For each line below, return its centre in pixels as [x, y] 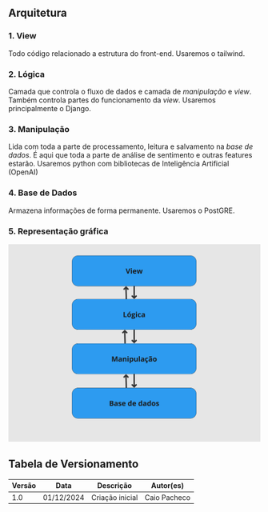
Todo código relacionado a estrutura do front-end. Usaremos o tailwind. [127, 53]
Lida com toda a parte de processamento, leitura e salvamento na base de [131, 146]
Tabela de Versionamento [74, 464]
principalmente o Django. [50, 108]
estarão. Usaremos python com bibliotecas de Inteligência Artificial [119, 164]
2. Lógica [27, 74]
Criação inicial [114, 497]
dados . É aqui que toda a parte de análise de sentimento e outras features [130, 155]
